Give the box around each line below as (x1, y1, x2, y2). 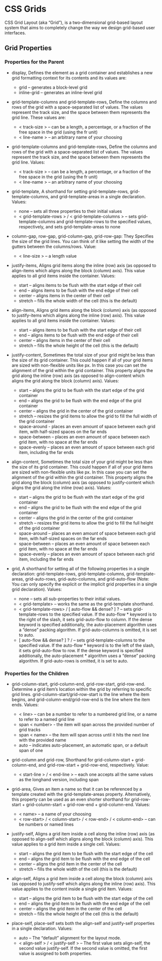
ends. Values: (11, 701, 39, 707)
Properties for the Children (4, 670, 69, 677)
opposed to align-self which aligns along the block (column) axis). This (11, 836, 154, 842)
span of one (18, 747, 43, 753)
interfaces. (4, 30, 26, 36)
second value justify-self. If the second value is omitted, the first (18, 945, 147, 951)
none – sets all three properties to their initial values (18, 208, 122, 214)
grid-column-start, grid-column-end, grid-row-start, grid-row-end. (11, 681, 146, 687)
